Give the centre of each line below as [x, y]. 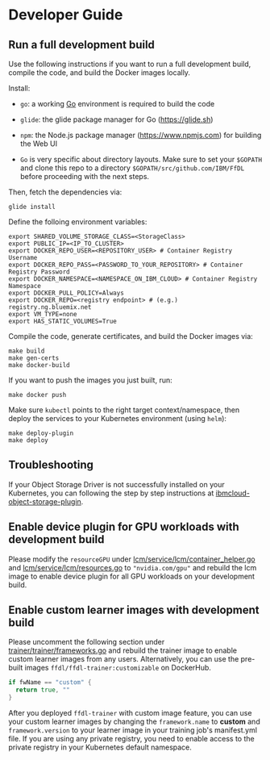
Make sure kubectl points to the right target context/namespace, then [124, 410]
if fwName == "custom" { [50, 683]
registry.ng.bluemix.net [50, 307]
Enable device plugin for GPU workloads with [124, 527]
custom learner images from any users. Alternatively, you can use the [124, 659]
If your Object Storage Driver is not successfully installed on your [116, 484]
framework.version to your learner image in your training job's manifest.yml [133, 730]
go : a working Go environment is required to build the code [117, 104]
